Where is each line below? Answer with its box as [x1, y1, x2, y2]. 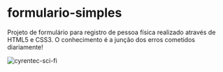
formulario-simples [7, 5, 122, 21]
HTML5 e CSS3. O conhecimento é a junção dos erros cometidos [7, 35, 196, 43]
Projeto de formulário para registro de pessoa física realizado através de [7, 28, 216, 36]
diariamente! [7, 43, 43, 51]
